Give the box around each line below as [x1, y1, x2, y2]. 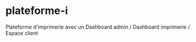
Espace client [5, 29, 39, 36]
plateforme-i [5, 4, 68, 17]
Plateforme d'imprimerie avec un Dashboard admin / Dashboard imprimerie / [5, 23, 190, 30]
